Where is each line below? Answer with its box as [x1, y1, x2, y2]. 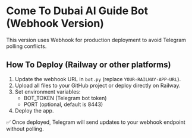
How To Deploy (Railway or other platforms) [6, 60, 171, 70]
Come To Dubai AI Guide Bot [6, 4, 149, 18]
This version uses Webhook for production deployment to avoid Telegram [6, 36, 186, 43]
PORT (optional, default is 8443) [23, 101, 103, 108]
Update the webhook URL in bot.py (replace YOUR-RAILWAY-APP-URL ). [14, 75, 181, 82]
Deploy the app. [14, 107, 54, 114]
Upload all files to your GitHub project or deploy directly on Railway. [14, 82, 181, 89]
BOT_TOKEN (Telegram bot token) [23, 94, 107, 101]
